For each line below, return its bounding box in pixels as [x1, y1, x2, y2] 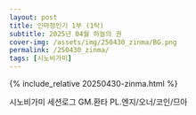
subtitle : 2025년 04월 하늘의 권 [9, 29, 122, 38]
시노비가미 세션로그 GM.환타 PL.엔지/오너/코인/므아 [9, 96, 188, 107]
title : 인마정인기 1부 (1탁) [9, 21, 104, 30]
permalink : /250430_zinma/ [9, 46, 110, 55]
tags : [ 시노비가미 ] [9, 54, 73, 63]
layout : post [9, 12, 58, 22]
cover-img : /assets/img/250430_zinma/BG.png [9, 37, 177, 47]
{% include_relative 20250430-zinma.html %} [9, 79, 178, 88]
